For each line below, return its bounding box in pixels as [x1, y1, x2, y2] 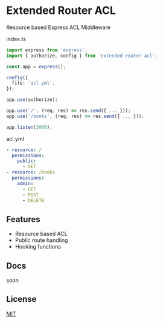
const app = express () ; [6, 64, 66, 70]
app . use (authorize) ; [6, 97, 59, 103]
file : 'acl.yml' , [11, 80, 56, 86]
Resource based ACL [14, 230, 68, 238]
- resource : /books [6, 169, 56, 175]
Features [6, 214, 40, 224]
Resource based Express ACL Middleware [6, 24, 110, 31]
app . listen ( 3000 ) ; [6, 124, 53, 130]
